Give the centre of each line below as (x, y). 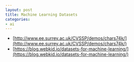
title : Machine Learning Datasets (42, 15)
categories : (18, 19)
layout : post (19, 10)
